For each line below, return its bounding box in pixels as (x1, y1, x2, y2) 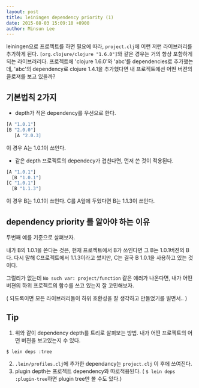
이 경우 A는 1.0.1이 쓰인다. (6, 144, 66, 151)
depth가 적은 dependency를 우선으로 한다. (14, 109, 116, 117)
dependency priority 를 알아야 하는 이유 (6, 217, 150, 227)
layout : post (6, 8, 39, 15)
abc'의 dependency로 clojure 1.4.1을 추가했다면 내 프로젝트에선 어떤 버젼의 (16, 66, 193, 73)
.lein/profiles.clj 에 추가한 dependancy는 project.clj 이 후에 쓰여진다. (14, 360, 192, 367)
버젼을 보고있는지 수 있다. (21, 336, 81, 343)
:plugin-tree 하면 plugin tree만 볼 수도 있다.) (14, 375, 122, 382)
